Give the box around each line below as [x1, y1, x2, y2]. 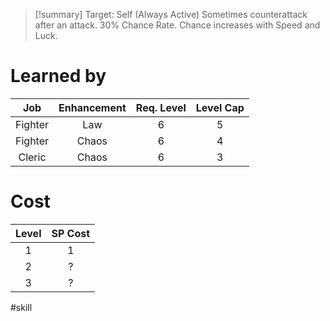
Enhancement [58, 100, 127, 114]
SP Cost [51, 226, 91, 240]
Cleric [18, 150, 47, 164]
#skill [10, 301, 33, 313]
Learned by [10, 65, 107, 88]
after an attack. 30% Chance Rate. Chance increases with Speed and [34, 19, 321, 31]
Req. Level [135, 100, 187, 114]
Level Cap [195, 100, 245, 114]
